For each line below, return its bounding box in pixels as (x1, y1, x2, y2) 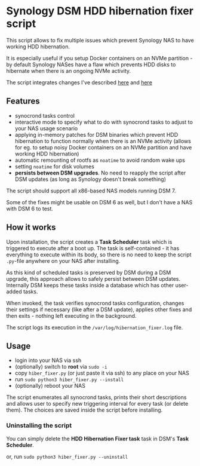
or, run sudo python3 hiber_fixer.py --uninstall (6, 453, 128, 460)
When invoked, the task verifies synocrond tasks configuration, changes (6, 299, 184, 306)
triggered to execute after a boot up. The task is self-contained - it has (6, 244, 180, 252)
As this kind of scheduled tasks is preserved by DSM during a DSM (6, 269, 171, 276)
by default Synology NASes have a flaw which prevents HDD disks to (6, 61, 176, 68)
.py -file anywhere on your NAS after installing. (6, 257, 121, 264)
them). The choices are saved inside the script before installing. (6, 406, 163, 413)
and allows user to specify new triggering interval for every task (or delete (6, 400, 189, 407)
